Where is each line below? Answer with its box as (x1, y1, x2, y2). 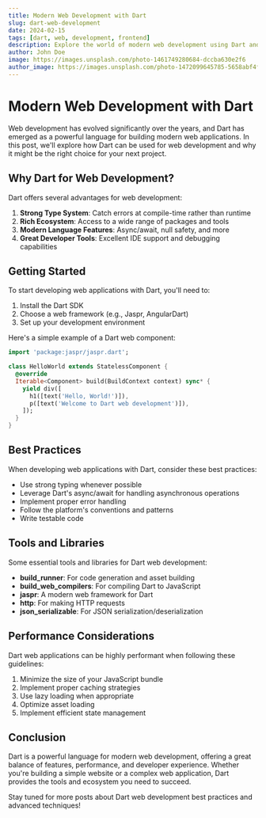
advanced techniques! (8, 801, 82, 810)
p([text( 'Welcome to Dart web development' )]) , (28, 399, 190, 408)
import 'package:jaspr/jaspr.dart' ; (8, 348, 129, 356)
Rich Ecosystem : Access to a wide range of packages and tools (19, 216, 230, 226)
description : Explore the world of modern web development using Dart (8, 41, 246, 49)
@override (15, 370, 47, 379)
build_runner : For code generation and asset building (19, 573, 196, 582)
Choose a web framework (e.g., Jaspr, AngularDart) (19, 310, 189, 319)
